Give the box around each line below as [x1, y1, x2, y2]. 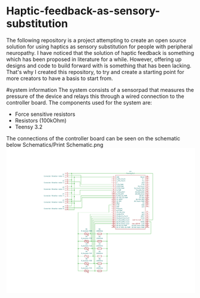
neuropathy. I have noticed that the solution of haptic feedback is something [6, 49, 195, 56]
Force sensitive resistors [14, 110, 76, 118]
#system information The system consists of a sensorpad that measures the [6, 86, 195, 93]
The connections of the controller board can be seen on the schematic [6, 134, 181, 142]
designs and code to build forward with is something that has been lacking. [6, 62, 192, 69]
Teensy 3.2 [14, 123, 43, 130]
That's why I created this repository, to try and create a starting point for [6, 68, 184, 75]
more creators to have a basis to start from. [6, 75, 113, 82]
